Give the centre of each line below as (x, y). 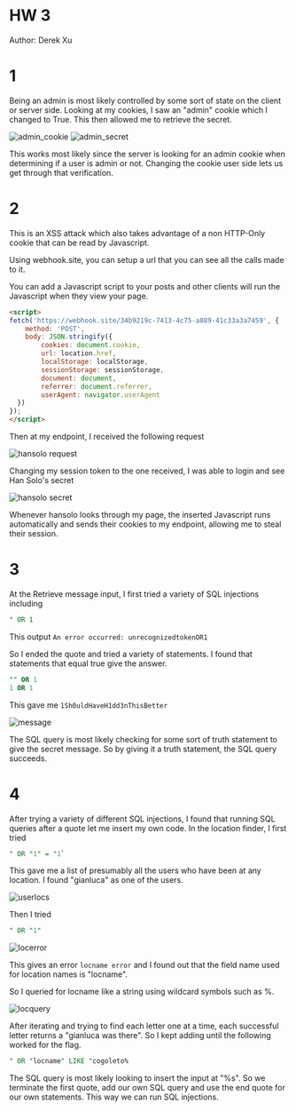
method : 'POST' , (55, 329)
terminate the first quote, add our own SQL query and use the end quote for (147, 1088)
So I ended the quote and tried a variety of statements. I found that (131, 654)
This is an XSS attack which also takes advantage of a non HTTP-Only (137, 233)
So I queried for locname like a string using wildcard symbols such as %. (142, 992)
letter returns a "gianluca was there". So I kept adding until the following (140, 1036)
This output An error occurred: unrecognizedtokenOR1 (109, 637)
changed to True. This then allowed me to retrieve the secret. (121, 119)
